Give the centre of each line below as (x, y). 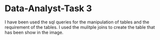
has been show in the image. (34, 32)
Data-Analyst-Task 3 (48, 9)
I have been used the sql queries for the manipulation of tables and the (77, 22)
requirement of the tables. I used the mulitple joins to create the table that (80, 27)
